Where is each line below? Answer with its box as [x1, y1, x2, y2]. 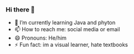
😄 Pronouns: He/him [14, 34, 67, 41]
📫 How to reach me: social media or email [14, 26, 120, 33]
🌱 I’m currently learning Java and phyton [14, 19, 116, 26]
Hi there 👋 [5, 5, 36, 14]
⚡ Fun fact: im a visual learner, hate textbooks [14, 41, 128, 49]
